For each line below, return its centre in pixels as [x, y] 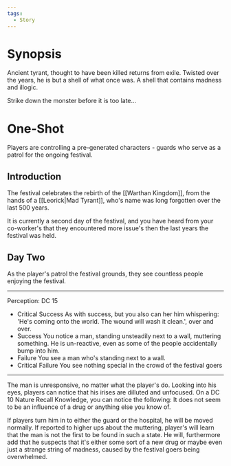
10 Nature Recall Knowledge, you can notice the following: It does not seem [114, 400]
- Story [24, 20]
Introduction [34, 176]
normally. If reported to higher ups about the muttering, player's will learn [111, 428]
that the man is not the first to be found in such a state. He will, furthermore [114, 435]
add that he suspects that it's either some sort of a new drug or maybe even [115, 442]
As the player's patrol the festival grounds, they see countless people [106, 274]
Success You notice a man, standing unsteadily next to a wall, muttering [119, 336]
